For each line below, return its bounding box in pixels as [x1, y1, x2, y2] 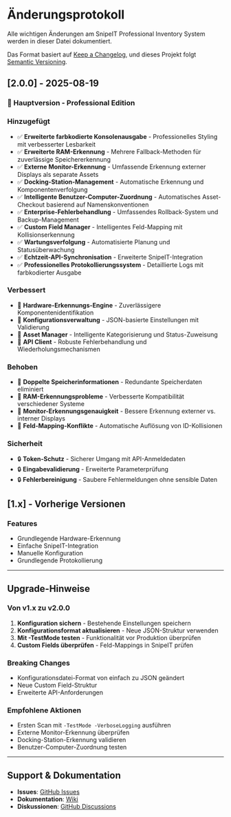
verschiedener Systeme [16, 400, 85, 408]
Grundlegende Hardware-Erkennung [16, 534, 121, 543]
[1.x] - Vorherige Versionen [7, 498, 126, 509]
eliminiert [16, 385, 44, 394]
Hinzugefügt [7, 117, 50, 127]
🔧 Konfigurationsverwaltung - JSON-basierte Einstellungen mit [16, 315, 199, 323]
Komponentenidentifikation [16, 308, 94, 317]
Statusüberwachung [16, 245, 75, 254]
